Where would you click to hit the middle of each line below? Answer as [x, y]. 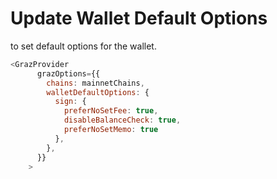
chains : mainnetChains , [95, 83]
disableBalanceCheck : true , [122, 120]
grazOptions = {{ [68, 73]
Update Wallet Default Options [139, 18]
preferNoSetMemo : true [111, 130]
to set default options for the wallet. [83, 46]
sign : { [70, 102]
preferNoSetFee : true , [111, 111]
